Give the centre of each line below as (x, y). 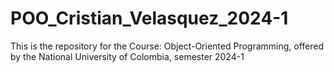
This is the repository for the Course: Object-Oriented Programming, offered (167, 46)
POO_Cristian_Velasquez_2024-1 (149, 18)
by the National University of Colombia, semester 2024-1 (127, 56)
